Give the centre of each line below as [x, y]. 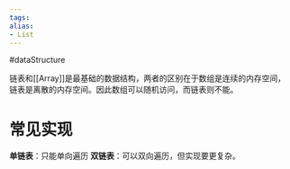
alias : [22, 26]
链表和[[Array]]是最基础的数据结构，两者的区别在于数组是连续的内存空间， [148, 78]
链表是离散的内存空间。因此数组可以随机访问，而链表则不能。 [124, 90]
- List [22, 34]
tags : [19, 18]
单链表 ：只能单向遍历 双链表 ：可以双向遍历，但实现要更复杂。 [125, 156]
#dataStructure [37, 60]
